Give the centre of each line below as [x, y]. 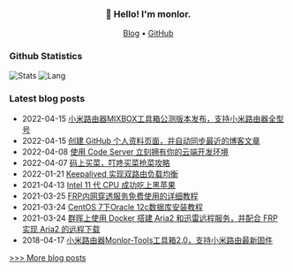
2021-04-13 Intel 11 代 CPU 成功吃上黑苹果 [99, 185]
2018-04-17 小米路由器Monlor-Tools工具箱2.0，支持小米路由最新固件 [147, 240]
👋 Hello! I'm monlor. [148, 14]
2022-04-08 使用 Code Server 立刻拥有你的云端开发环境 [125, 151]
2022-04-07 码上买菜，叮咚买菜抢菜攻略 [96, 162]
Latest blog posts [47, 98]
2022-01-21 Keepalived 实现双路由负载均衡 [100, 174]
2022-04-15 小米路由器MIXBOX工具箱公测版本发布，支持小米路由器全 [149, 118]
